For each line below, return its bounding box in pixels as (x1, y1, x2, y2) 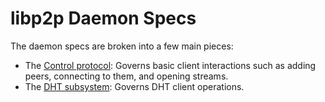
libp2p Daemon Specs (10, 7, 197, 30)
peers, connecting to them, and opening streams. (24, 70, 229, 82)
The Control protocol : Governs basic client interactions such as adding (24, 59, 317, 71)
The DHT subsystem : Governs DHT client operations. (24, 80, 245, 92)
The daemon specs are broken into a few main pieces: (10, 40, 234, 52)
